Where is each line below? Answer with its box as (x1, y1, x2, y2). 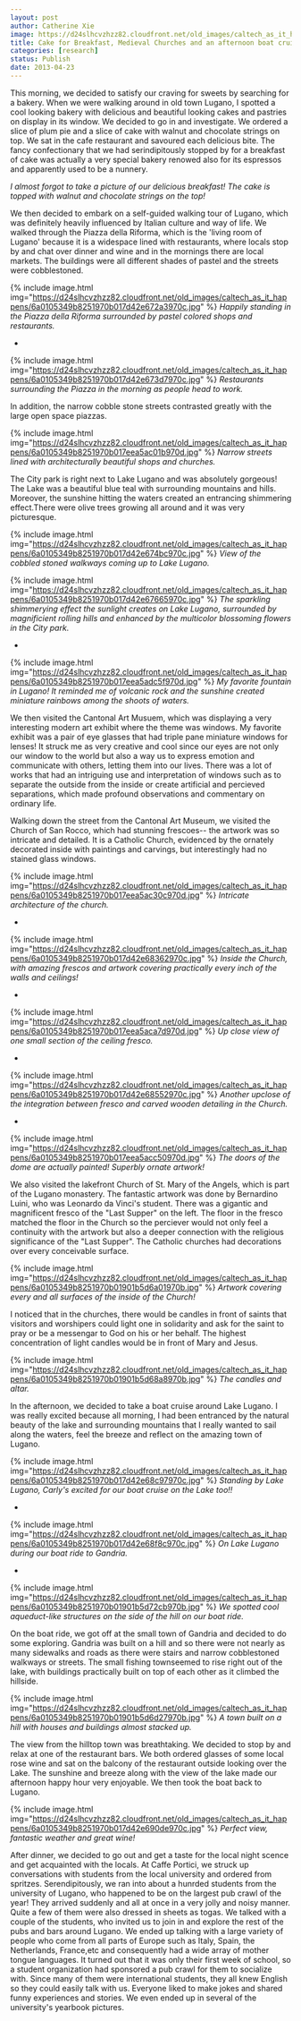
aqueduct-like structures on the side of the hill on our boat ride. (10, 1610, 244, 1621)
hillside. (10, 1676, 38, 1686)
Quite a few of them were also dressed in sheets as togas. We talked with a (10, 1906, 287, 1917)
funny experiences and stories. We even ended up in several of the (10, 1992, 257, 2003)
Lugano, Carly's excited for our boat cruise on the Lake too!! (10, 1484, 233, 1495)
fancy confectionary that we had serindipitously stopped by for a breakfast (10, 144, 286, 155)
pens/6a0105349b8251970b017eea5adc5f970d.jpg (10, 676, 198, 686)
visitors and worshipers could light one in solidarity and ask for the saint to (10, 1317, 285, 1329)
